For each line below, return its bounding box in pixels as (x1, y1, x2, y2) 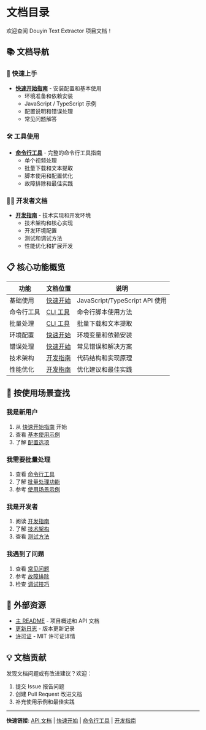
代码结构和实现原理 (77, 354, 133, 363)
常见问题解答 (24, 115, 57, 123)
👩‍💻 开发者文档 (6, 196, 48, 205)
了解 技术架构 (15, 525, 50, 532)
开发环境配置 (24, 227, 57, 234)
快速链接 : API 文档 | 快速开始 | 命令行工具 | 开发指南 (6, 717, 136, 724)
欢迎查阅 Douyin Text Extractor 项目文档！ (6, 27, 113, 34)
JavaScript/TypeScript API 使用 (77, 296, 167, 305)
